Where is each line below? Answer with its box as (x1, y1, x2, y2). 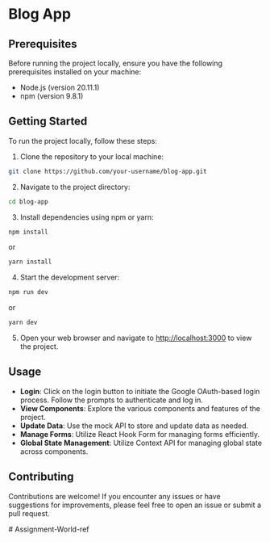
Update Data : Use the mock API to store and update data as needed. (19, 421, 249, 431)
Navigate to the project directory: (19, 182, 131, 191)
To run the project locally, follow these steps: (8, 136, 157, 145)
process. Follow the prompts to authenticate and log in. (19, 395, 204, 405)
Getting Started (8, 115, 88, 128)
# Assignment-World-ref (8, 524, 89, 534)
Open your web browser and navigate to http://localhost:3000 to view (19, 333, 252, 343)
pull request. (8, 508, 50, 518)
